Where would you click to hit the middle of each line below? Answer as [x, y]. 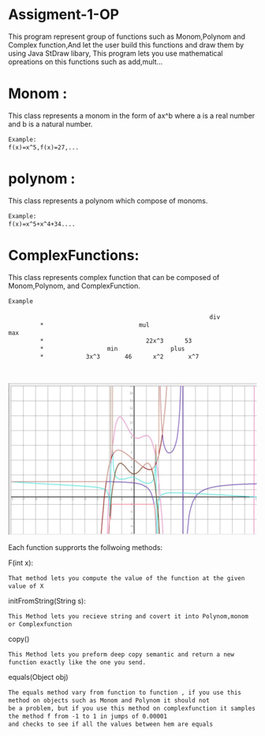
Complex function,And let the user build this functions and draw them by [126, 44]
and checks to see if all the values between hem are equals [111, 725]
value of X [26, 586]
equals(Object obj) [38, 677]
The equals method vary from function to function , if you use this [125, 693]
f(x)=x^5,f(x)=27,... [44, 147]
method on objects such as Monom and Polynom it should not [109, 701]
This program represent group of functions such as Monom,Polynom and [127, 36]
